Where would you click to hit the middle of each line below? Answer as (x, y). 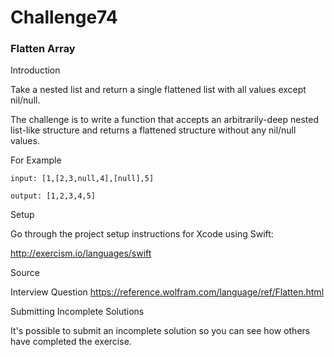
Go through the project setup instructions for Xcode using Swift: (142, 234)
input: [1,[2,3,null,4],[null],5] (82, 179)
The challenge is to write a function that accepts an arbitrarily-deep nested (164, 120)
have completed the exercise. (71, 342)
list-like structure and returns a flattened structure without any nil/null (153, 130)
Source (25, 273)
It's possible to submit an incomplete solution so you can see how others (160, 331)
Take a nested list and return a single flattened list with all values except (158, 90)
